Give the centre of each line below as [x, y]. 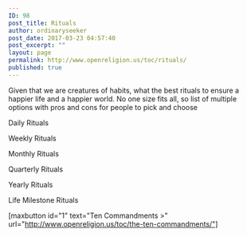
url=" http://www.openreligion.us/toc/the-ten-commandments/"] [113, 223]
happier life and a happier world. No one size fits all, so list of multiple [123, 99]
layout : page [30, 53]
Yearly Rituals [31, 184]
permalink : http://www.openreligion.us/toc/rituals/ [98, 61]
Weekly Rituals [33, 138]
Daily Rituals [29, 122]
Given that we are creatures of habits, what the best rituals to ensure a [124, 90]
